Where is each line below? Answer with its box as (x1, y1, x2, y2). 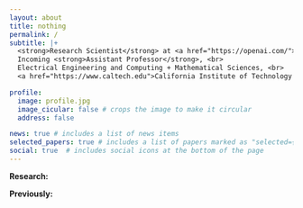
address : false (17, 113, 75, 122)
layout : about (9, 13, 63, 23)
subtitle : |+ (9, 38, 59, 48)
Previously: (9, 188, 53, 199)
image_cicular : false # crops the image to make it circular (17, 104, 252, 113)
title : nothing (9, 22, 67, 31)
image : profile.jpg (17, 96, 91, 105)
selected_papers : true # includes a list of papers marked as (9, 138, 248, 147)
